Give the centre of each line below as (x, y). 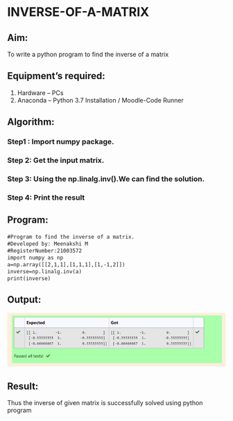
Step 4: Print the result (46, 197)
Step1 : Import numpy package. (61, 141)
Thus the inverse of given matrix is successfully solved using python (105, 403)
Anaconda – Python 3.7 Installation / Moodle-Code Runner (100, 100)
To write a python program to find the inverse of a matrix (88, 54)
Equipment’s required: (56, 76)
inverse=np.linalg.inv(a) (44, 271)
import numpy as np (35, 257)
